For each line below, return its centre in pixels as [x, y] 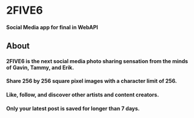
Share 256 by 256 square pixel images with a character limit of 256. [92, 81]
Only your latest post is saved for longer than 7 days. [73, 108]
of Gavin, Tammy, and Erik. [40, 67]
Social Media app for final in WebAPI [52, 27]
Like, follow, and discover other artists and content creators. [83, 94]
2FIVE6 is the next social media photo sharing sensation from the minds [97, 61]
